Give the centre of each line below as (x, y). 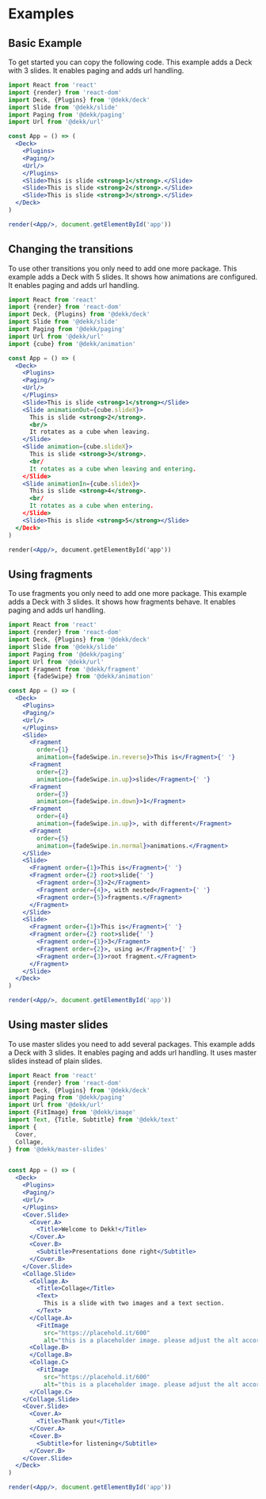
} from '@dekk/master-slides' (58, 1149)
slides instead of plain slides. (55, 1061)
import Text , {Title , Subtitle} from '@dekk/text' (93, 1120)
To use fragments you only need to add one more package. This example (127, 594)
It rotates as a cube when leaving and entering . (112, 469)
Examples (41, 14)
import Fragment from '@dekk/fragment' (74, 669)
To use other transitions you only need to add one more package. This (123, 268)
